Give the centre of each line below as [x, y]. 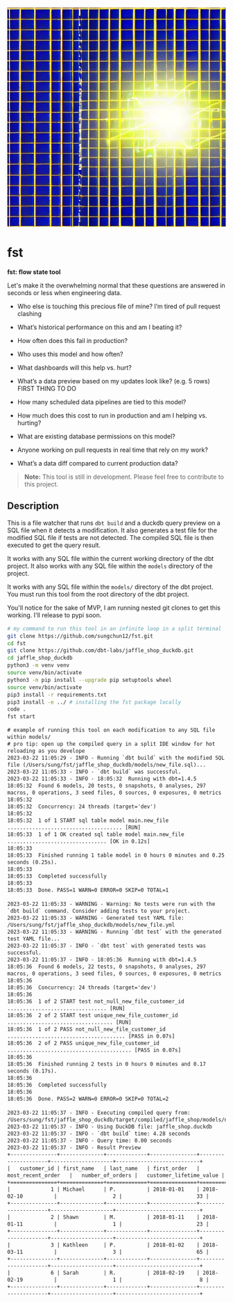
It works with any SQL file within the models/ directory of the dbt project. [110, 587]
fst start [21, 717]
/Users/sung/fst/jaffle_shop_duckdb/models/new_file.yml [91, 925]
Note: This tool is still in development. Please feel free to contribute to [124, 477]
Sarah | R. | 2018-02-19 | [131, 1273]
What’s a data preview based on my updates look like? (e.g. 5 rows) [113, 381]
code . [17, 709]
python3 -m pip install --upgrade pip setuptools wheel [89, 680]
